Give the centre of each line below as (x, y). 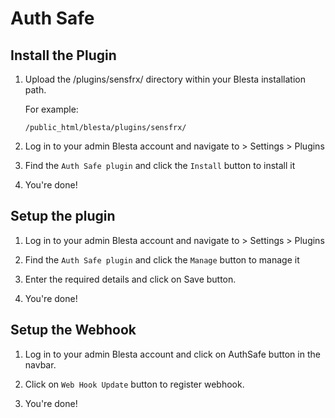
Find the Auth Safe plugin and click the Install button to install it (160, 165)
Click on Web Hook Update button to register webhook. (134, 384)
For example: (51, 109)
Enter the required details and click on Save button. (130, 279)
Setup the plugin (63, 216)
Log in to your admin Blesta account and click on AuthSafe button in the (172, 354)
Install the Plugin (63, 55)
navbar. (40, 364)
